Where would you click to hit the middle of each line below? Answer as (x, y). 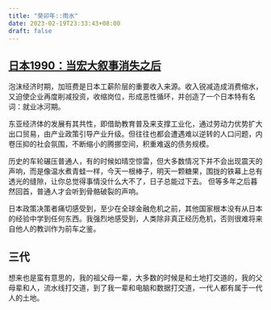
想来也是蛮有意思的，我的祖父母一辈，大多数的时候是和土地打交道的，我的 (132, 278)
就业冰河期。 (44, 107)
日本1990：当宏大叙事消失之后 (85, 65)
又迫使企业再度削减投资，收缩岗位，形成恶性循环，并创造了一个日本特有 (128, 97)
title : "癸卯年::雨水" (44, 16)
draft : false (30, 31)
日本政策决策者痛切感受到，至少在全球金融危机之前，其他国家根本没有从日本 (135, 209)
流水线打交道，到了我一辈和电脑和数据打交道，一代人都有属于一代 (153, 288)
